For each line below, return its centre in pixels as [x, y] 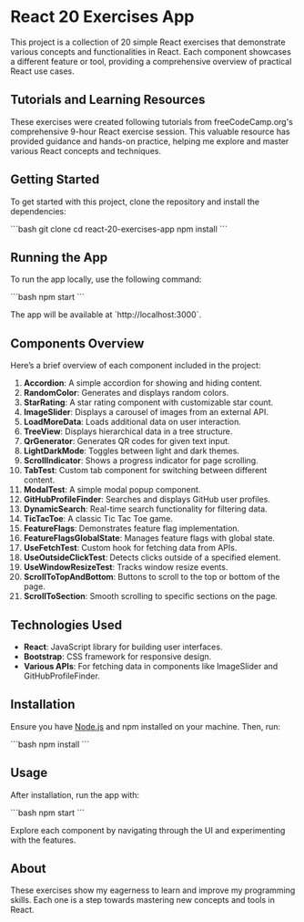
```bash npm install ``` [50, 744]
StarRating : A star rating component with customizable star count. [148, 402]
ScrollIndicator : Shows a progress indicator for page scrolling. [141, 461]
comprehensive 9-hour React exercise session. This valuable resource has [150, 131]
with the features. [43, 840]
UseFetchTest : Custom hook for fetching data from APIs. [130, 548]
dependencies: [38, 211]
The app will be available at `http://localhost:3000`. [106, 315]
